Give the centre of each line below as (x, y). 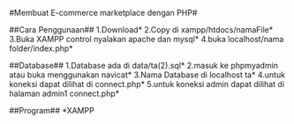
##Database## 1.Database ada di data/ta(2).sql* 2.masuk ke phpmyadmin (144, 66)
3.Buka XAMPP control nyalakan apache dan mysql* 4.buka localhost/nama (147, 39)
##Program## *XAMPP (52, 110)
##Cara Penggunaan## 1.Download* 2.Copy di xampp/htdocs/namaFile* (141, 29)
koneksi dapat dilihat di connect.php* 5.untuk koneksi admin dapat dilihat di (147, 84)
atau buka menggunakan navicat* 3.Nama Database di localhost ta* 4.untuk (147, 75)
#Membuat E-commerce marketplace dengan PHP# (103, 13)
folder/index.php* (41, 48)
